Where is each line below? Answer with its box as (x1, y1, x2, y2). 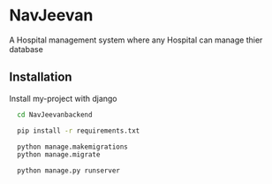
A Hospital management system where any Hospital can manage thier (9, 34, 263, 45)
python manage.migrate (17, 150, 101, 159)
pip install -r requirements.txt (17, 126, 140, 135)
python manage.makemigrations (17, 142, 128, 151)
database (9, 43, 44, 54)
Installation (9, 70, 72, 85)
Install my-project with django (9, 93, 117, 103)
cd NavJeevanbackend (17, 110, 93, 119)
